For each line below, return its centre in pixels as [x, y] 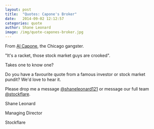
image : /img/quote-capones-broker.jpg [44, 32]
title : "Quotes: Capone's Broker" [41, 14]
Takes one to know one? [29, 65]
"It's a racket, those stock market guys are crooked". [58, 55]
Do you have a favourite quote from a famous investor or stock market [75, 74]
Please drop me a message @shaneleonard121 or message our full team [77, 89]
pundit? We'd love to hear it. [33, 79]
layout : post [18, 9]
